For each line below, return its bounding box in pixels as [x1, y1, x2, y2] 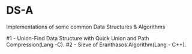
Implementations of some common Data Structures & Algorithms [6, 23, 166, 30]
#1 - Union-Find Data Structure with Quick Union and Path [6, 34, 149, 42]
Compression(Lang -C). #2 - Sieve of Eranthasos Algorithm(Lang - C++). [6, 41, 187, 48]
